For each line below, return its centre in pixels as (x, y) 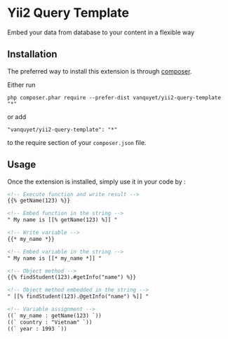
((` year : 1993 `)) (38, 328)
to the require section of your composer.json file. (77, 142)
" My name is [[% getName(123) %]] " (62, 220)
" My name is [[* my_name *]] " (54, 258)
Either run (21, 85)
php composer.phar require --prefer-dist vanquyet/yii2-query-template (114, 97)
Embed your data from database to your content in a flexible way (101, 32)
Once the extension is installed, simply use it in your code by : (96, 181)
